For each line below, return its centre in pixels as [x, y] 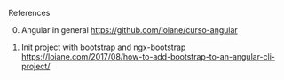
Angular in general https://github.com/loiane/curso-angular [130, 30]
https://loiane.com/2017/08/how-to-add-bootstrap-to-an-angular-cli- [148, 56]
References [29, 13]
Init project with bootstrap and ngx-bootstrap [103, 47]
